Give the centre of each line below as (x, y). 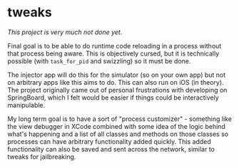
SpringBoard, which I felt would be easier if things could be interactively (113, 98)
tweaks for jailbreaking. (42, 157)
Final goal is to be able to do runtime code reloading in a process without (115, 46)
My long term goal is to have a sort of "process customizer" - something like (119, 119)
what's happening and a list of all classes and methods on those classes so (118, 134)
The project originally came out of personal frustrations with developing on (117, 90)
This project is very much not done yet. (65, 32)
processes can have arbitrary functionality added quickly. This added (110, 141)
